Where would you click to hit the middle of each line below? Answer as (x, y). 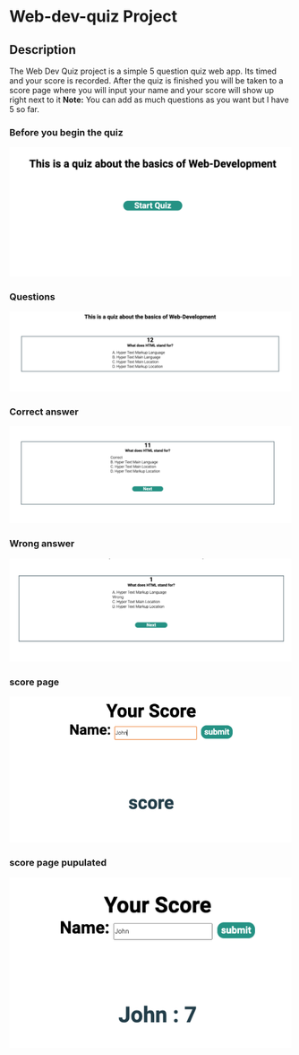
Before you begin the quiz (66, 132)
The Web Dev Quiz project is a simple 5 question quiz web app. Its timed (143, 71)
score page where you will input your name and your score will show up (142, 90)
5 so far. (25, 109)
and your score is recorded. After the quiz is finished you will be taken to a (146, 81)
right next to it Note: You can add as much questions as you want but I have (149, 100)
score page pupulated (58, 863)
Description (43, 50)
